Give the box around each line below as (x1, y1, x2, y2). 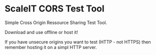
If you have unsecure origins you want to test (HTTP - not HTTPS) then (4, 38, 151, 45)
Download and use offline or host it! (4, 29, 78, 35)
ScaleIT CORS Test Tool (4, 3, 104, 14)
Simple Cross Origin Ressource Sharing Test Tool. (4, 19, 107, 25)
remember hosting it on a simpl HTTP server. (4, 44, 97, 50)
